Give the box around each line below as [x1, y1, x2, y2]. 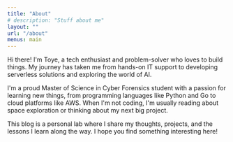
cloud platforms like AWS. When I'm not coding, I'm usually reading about [7, 99, 218, 107]
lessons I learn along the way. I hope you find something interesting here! [7, 127, 218, 136]
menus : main [7, 36, 42, 43]
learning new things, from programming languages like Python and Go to [7, 92, 216, 100]
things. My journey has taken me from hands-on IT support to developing [7, 63, 218, 71]
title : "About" [7, 10, 52, 17]
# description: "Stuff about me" [7, 17, 105, 24]
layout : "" [7, 23, 39, 30]
